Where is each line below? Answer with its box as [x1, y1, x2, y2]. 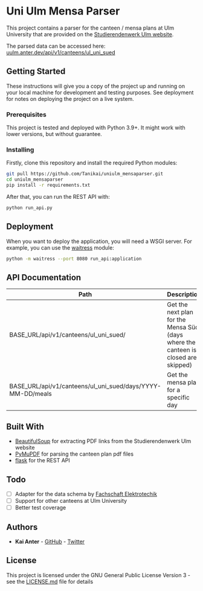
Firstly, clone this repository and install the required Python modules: [6, 159, 178, 167]
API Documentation [6, 272, 82, 282]
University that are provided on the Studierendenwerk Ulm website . [6, 30, 174, 37]
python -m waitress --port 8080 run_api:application [6, 256, 142, 262]
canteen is [167, 346, 197, 354]
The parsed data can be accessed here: [6, 42, 106, 50]
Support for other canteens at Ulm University [14, 497, 127, 505]
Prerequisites [6, 110, 47, 118]
